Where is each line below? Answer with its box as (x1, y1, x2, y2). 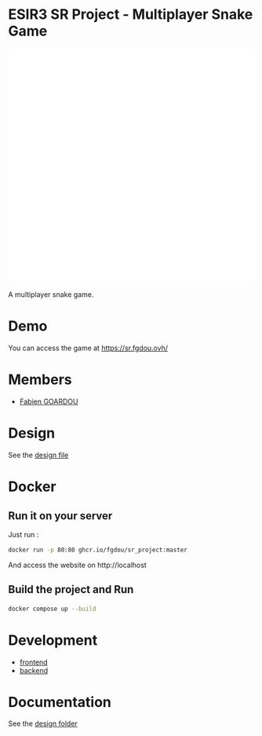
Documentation (8, 693, 112, 711)
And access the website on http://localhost (8, 560, 147, 569)
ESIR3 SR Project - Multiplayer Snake (8, 5, 253, 24)
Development (8, 631, 98, 649)
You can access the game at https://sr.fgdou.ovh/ (8, 343, 169, 353)
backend (19, 665, 49, 675)
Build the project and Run (8, 583, 134, 596)
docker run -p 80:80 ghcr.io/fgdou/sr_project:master (8, 546, 188, 555)
